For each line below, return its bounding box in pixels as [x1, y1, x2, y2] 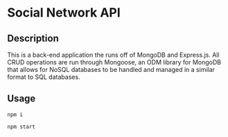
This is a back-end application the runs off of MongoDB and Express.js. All [7, 51, 220, 59]
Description [7, 33, 59, 44]
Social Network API [7, 5, 121, 21]
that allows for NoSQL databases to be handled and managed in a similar [7, 66, 216, 73]
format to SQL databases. [7, 73, 81, 81]
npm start [7, 123, 36, 130]
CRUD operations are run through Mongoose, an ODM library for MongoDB [7, 58, 222, 66]
